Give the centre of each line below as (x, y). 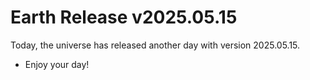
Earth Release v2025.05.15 (124, 17)
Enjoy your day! (57, 64)
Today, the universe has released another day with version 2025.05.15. (155, 45)
